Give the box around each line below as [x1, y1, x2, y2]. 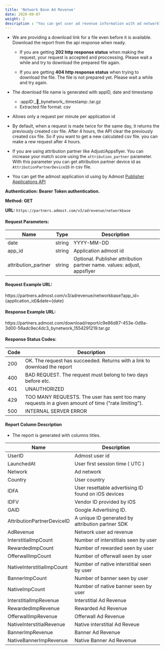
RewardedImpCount [7, 545, 54, 552]
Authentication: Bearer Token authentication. [5, 188, 100, 195]
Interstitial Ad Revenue [74, 597, 127, 604]
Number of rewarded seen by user [74, 545, 154, 552]
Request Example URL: [5, 282, 53, 288]
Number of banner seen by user [74, 575, 148, 582]
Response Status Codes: [5, 336, 56, 342]
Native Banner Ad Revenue [74, 637, 137, 644]
